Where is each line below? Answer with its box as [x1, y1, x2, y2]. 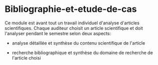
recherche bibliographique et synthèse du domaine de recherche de [12, 50, 153, 56]
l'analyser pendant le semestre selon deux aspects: [5, 30, 111, 36]
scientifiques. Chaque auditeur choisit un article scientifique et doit [5, 25, 143, 31]
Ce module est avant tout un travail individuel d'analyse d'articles [5, 20, 140, 26]
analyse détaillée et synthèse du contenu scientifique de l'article [12, 40, 145, 46]
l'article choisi [12, 55, 41, 61]
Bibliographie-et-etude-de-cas [5, 3, 137, 15]
